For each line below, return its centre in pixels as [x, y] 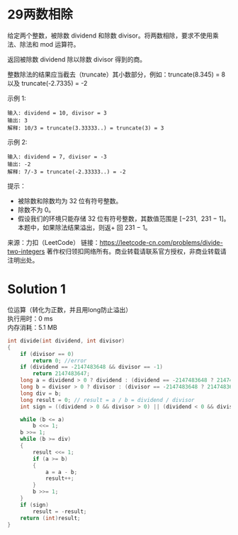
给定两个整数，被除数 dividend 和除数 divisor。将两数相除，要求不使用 [110, 35]
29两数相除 [40, 15]
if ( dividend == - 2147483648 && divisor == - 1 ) [91, 367]
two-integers [26, 251]
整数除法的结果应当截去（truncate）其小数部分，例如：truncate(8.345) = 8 [117, 74]
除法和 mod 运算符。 [50, 44]
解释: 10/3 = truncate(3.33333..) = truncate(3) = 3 [86, 128]
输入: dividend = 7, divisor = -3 [57, 156]
